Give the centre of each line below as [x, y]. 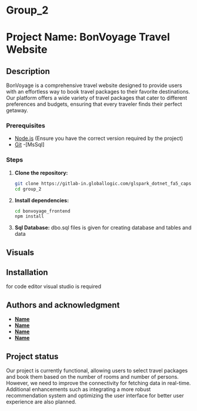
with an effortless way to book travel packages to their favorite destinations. [98, 92]
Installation [27, 273]
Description [28, 71]
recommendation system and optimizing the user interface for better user [95, 396]
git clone [27, 183]
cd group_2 [28, 189]
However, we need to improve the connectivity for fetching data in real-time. [98, 383]
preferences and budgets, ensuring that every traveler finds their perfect [94, 104]
